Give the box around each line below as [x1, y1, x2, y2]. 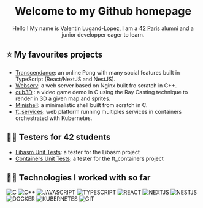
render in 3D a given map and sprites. [15, 95, 111, 102]
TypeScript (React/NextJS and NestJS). [15, 75, 116, 83]
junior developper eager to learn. [61, 31, 145, 38]
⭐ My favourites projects [6, 50, 103, 60]
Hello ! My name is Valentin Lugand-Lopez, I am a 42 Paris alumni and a [12, 24, 194, 32]
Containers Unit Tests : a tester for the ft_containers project [15, 155, 164, 162]
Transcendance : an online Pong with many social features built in [15, 69, 180, 76]
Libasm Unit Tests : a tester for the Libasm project [15, 148, 140, 155]
